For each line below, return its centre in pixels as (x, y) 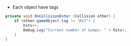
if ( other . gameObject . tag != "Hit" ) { (55, 21)
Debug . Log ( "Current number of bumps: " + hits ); (75, 30)
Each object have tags (35, 7)
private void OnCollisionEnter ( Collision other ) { (60, 16)
